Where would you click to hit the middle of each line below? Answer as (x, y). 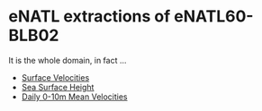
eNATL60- (214, 17)
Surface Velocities (55, 77)
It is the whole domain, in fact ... (68, 60)
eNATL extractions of (90, 17)
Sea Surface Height (58, 87)
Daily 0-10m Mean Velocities (74, 97)
